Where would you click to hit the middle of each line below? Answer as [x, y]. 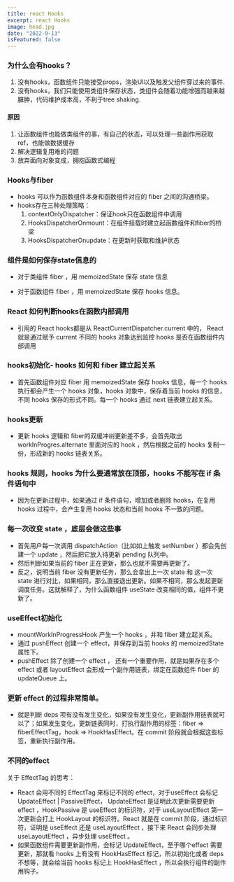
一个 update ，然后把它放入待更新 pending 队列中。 [98, 554]
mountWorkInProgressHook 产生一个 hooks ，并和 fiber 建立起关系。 [117, 635]
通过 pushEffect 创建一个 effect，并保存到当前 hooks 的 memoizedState [120, 643]
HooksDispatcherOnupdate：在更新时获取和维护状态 [104, 240]
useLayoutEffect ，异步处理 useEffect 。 [75, 836]
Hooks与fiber [30, 180]
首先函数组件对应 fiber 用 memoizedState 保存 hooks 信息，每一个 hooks [122, 381]
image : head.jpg [31, 27]
